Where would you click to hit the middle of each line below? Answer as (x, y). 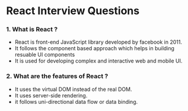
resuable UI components (45, 55)
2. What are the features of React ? (57, 76)
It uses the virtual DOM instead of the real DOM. (73, 89)
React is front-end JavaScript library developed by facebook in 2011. (98, 42)
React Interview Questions (73, 11)
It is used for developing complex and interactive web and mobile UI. (98, 61)
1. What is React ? (32, 30)
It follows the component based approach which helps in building (95, 48)
